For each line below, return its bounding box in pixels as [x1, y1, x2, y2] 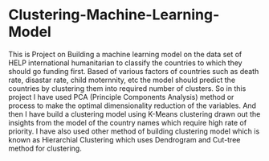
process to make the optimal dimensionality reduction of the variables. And [8, 101, 257, 110]
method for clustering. [8, 143, 82, 153]
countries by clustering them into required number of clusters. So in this [8, 83, 247, 93]
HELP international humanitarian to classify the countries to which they [8, 58, 243, 68]
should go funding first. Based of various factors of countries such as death [8, 66, 259, 76]
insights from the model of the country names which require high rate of [8, 118, 247, 127]
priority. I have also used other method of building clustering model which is [8, 126, 260, 136]
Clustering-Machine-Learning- [8, 6, 220, 24]
